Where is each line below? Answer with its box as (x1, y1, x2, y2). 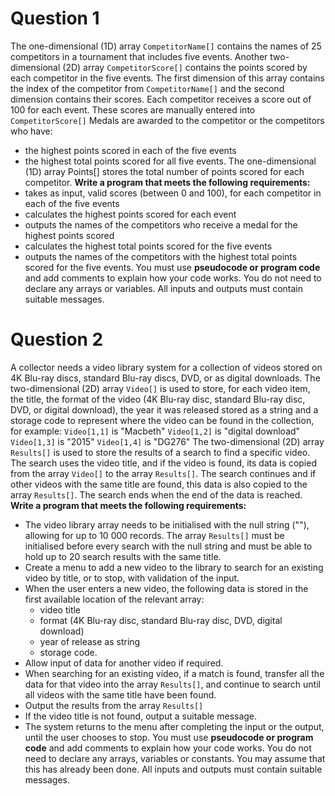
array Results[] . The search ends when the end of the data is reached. (10, 488, 303, 501)
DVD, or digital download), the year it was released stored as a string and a (10, 403, 319, 416)
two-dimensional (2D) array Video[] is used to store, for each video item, (10, 382, 311, 394)
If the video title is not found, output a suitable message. (24, 710, 258, 722)
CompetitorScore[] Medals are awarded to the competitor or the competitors (10, 114, 325, 126)
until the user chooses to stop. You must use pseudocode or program (24, 731, 314, 743)
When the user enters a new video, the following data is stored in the (24, 582, 309, 594)
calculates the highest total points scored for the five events (24, 240, 273, 252)
